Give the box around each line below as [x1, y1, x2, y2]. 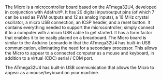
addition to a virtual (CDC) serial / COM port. [5, 55, 94, 61]
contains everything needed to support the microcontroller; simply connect [5, 25, 155, 30]
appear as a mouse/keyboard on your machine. [5, 70, 99, 75]
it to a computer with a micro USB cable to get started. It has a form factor [5, 30, 152, 35]
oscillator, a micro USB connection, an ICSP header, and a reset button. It [5, 19, 151, 25]
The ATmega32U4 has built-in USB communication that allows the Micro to [5, 65, 155, 70]
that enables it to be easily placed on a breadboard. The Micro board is [5, 35, 147, 40]
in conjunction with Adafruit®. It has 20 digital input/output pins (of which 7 [5, 9, 155, 15]
